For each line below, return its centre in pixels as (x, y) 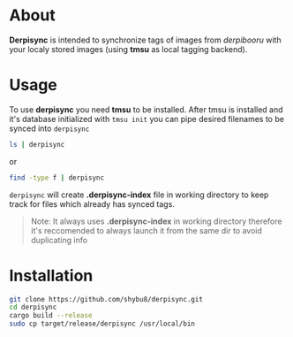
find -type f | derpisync (56, 178)
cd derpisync (33, 307)
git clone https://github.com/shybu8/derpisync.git (106, 299)
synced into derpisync (49, 128)
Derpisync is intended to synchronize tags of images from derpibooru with (145, 40)
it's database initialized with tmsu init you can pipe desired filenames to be (147, 119)
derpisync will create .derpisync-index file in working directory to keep (139, 195)
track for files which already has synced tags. (92, 203)
